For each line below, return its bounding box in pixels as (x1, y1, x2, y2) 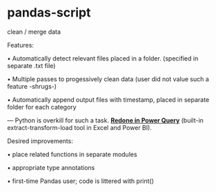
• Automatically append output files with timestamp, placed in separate (7, 95, 210, 104)
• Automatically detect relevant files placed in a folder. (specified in (7, 54, 199, 63)
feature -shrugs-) (7, 82, 57, 90)
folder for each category (7, 103, 77, 111)
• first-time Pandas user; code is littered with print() (7, 177, 154, 185)
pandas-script (7, 5, 91, 21)
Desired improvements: (7, 136, 74, 145)
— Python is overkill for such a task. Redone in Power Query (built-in (7, 116, 204, 125)
